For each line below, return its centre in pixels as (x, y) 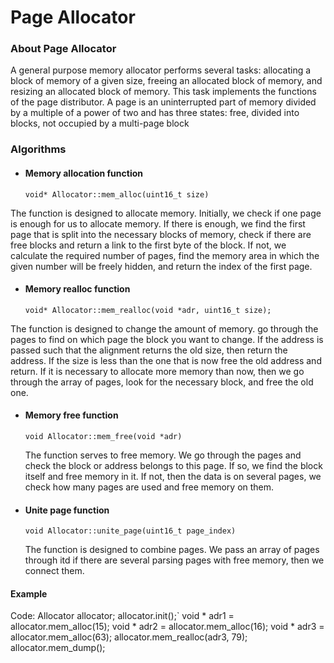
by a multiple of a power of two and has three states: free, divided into (155, 113)
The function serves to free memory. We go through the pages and (163, 455)
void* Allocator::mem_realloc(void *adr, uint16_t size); (148, 310)
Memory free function (71, 415)
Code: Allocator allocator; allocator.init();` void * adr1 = (122, 616)
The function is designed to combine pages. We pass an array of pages (172, 550)
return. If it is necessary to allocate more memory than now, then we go (157, 371)
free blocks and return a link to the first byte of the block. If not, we (148, 245)
